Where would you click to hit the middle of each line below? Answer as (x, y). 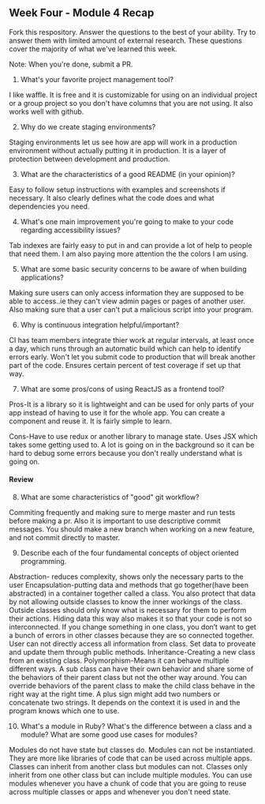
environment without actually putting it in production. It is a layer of (118, 150)
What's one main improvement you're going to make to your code (127, 221)
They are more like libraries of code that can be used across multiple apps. (131, 758)
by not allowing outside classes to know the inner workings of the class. (126, 602)
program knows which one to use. (64, 711)
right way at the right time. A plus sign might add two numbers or (114, 694)
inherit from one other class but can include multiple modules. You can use (131, 775)
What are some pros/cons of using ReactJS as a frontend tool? (122, 389)
